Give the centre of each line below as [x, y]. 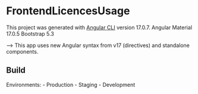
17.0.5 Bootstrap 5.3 [30, 33]
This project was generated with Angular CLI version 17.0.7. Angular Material [99, 27]
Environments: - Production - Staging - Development [71, 84]
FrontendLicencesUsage [68, 11]
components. [22, 51]
